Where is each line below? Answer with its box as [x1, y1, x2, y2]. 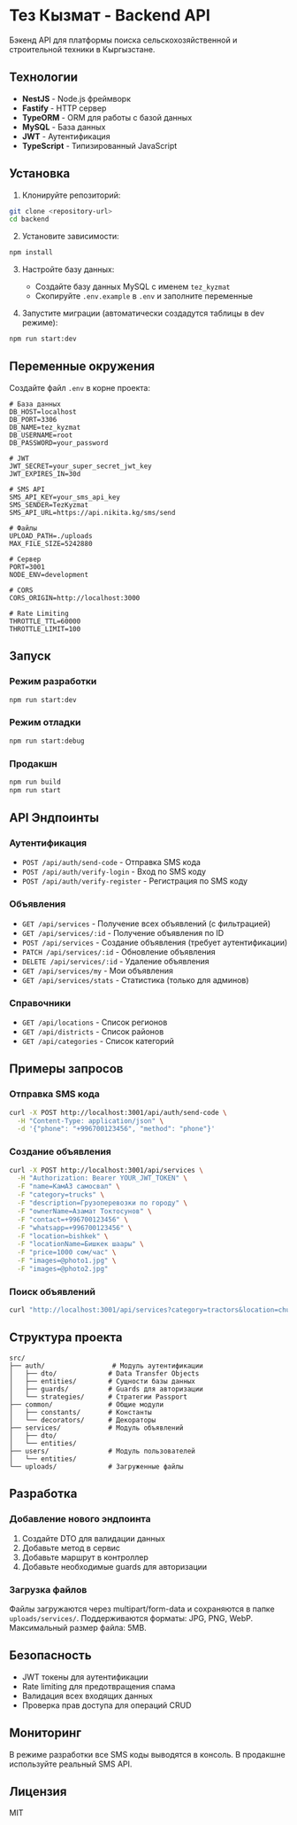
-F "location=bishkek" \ [17, 1231, 109, 1241]
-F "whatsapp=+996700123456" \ [17, 1223, 133, 1232]
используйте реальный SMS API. [9, 1759, 133, 1769]
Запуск [9, 649, 51, 664]
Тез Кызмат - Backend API [9, 5, 210, 26]
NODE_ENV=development [9, 570, 89, 579]
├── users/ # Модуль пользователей [9, 1447, 196, 1455]
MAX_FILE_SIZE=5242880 [9, 539, 93, 548]
